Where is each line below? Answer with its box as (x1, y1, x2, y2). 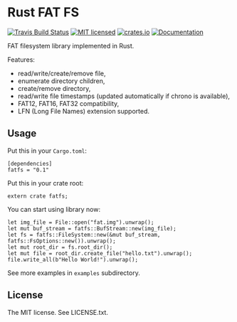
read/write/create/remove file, (17, 69, 106, 77)
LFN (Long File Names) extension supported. (17, 107, 150, 115)
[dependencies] (7, 160, 53, 167)
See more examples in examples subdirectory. (7, 268, 140, 277)
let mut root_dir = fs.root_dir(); (7, 243, 113, 251)
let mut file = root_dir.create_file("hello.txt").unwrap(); (7, 249, 193, 257)
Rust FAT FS (7, 4, 80, 21)
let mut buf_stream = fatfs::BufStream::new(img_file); (7, 225, 177, 232)
